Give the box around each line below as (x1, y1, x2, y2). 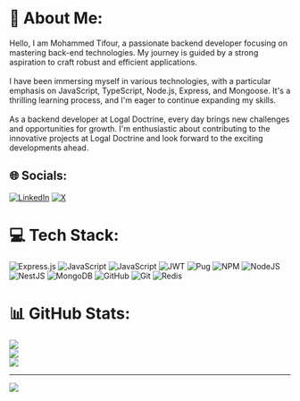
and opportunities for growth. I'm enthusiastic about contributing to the (9, 123, 271, 133)
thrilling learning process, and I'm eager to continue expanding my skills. (9, 94, 277, 106)
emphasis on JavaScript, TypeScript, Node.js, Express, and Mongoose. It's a (9, 85, 291, 96)
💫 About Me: (9, 8, 104, 29)
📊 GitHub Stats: (9, 303, 131, 323)
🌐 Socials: (9, 168, 68, 183)
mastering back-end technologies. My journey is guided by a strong (9, 47, 259, 57)
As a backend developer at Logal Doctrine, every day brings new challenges (9, 114, 290, 124)
